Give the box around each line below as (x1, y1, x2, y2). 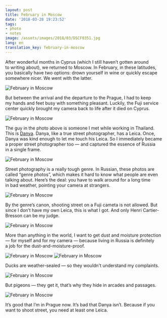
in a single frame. (5, 146, 41, 152)
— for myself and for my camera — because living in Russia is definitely (5, 237, 155, 243)
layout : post (5, 7, 33, 13)
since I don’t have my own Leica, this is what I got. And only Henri (5, 207, 142, 213)
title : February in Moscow (5, 12, 62, 17)
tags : (5, 21, 17, 27)
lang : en (5, 40, 24, 46)
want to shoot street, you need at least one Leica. (5, 307, 108, 313)
